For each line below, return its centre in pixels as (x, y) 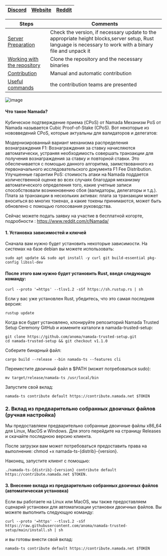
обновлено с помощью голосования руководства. (59, 206)
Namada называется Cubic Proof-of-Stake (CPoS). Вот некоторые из (77, 128)
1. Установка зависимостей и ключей (46, 232)
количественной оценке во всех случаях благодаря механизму (73, 180)
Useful (15, 81)
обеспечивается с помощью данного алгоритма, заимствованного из (80, 164)
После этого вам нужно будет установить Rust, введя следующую (78, 273)
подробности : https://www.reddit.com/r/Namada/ (57, 221)
